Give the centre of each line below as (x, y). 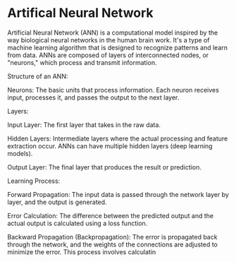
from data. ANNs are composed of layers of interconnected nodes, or (108, 55)
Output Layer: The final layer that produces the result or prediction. (105, 167)
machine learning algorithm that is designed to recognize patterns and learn (117, 47)
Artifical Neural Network (80, 13)
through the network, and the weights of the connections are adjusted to (113, 244)
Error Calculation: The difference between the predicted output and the (111, 215)
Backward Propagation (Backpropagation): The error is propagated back (112, 237)
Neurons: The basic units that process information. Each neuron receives (113, 90)
